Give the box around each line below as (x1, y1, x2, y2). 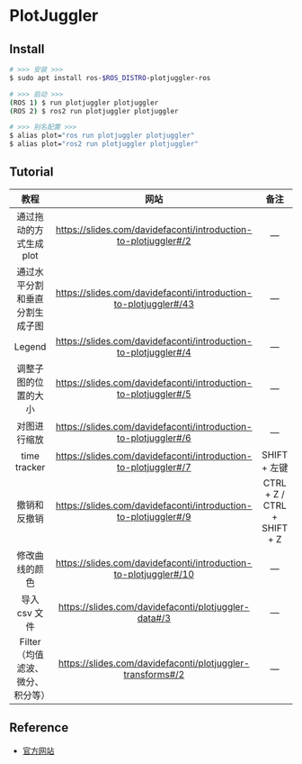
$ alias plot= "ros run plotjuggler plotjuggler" (9, 132, 195, 141)
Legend (13, 340, 47, 352)
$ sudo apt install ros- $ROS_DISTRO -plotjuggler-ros (9, 73, 211, 82)
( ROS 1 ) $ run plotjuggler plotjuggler (9, 98, 159, 107)
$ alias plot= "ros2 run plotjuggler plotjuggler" (9, 140, 200, 149)
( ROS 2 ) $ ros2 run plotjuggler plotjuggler (9, 106, 179, 115)
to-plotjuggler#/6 (116, 432, 191, 444)
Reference (9, 720, 69, 735)
